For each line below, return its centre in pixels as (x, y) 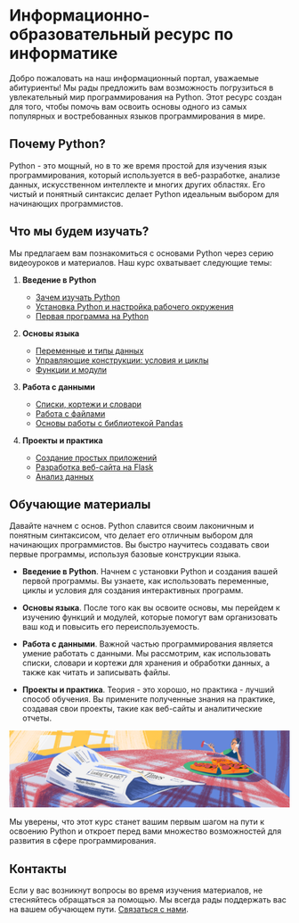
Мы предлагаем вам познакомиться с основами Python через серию (141, 253)
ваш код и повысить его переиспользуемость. (111, 627)
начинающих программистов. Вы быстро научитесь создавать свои (139, 545)
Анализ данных (65, 476)
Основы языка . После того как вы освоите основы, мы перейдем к (151, 608)
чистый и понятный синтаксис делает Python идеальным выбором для (144, 194)
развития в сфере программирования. (83, 841)
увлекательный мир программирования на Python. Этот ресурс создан (145, 97)
